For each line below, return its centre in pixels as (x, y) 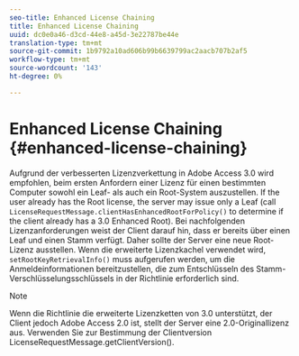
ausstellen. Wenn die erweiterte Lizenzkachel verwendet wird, (151, 250)
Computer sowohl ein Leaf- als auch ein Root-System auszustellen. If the (145, 192)
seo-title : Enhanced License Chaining (82, 18)
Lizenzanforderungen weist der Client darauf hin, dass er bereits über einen (150, 230)
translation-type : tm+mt (56, 43)
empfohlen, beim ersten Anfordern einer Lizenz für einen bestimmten (138, 182)
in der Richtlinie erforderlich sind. (177, 278)
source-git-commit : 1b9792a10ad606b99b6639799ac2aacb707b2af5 (128, 51)
